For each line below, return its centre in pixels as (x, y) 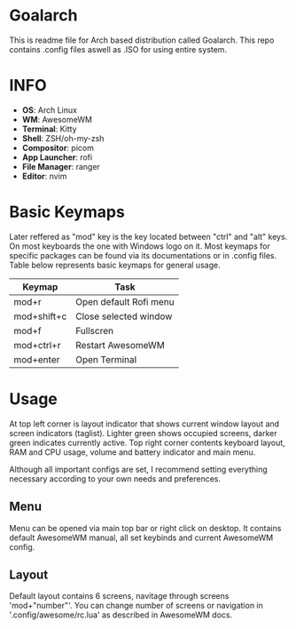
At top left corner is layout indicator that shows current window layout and (144, 424)
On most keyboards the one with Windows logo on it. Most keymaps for (140, 246)
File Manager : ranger (61, 166)
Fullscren (94, 330)
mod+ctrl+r (37, 345)
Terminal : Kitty (49, 129)
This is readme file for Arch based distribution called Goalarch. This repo (142, 40)
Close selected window (124, 316)
